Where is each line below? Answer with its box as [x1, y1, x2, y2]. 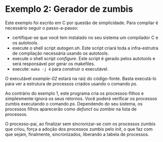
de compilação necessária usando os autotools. [12, 50, 109, 56]
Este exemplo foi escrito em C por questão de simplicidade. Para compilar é [5, 20, 159, 26]
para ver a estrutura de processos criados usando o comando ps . [5, 80, 138, 87]
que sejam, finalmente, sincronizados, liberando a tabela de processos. [5, 131, 149, 137]
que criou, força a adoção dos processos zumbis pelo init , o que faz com [5, 126, 153, 132]
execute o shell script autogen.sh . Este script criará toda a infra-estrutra [12, 45, 159, 51]
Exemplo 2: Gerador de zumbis [5, 3, 134, 15]
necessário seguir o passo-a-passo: [5, 25, 79, 31]
